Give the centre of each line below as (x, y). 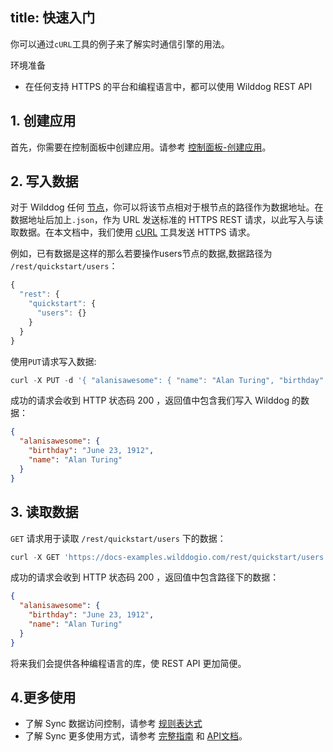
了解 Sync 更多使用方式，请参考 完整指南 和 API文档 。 (136, 736)
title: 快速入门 (53, 18)
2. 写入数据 (44, 181)
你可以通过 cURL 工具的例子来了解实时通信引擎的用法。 (120, 44)
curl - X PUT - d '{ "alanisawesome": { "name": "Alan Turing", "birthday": (169, 380)
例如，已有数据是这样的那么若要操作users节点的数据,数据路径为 (141, 254)
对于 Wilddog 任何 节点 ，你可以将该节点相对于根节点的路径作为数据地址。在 (167, 207)
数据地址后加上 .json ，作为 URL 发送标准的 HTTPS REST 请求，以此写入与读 (167, 220)
